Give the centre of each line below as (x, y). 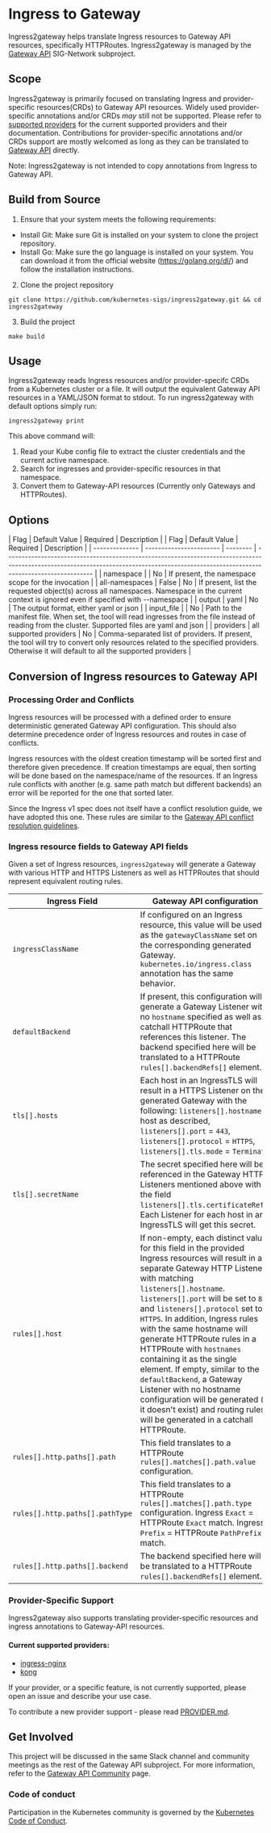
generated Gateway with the (194, 1101)
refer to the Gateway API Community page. (80, 1773)
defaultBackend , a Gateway (191, 1380)
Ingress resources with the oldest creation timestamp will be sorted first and (135, 758)
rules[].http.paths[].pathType (73, 1514)
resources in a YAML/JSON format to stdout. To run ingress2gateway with (131, 397)
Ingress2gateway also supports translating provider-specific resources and (133, 1618)
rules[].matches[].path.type (196, 1504)
